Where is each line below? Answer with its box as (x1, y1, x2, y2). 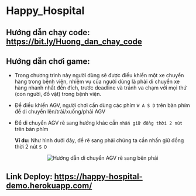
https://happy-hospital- (54, 171, 143, 181)
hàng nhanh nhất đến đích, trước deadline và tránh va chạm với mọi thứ (14, 84, 187, 91)
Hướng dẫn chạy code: (6, 27, 90, 37)
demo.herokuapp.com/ (6, 180, 92, 191)
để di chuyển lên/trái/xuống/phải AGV (14, 108, 106, 115)
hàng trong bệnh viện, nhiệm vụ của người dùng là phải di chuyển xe (14, 78, 180, 85)
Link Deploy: (6, 171, 53, 181)
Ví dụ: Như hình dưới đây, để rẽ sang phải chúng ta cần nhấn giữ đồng (14, 137, 184, 144)
